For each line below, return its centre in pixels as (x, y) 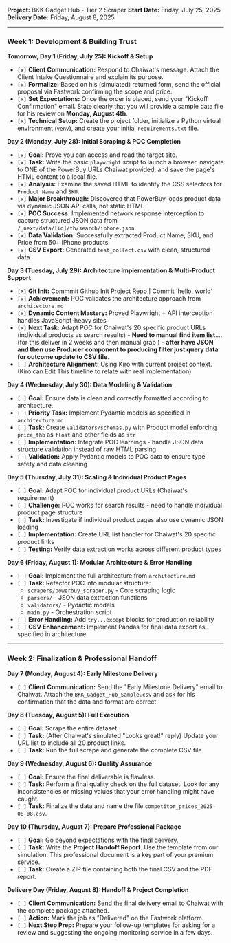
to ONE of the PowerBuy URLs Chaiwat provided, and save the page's (116, 170)
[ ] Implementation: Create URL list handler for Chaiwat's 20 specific (117, 534)
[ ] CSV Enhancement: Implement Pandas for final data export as (111, 627)
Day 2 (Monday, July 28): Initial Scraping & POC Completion (94, 142)
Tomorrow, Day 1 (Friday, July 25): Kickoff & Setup (80, 56)
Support (19, 278)
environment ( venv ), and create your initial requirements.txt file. (108, 128)
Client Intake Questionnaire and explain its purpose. (90, 77)
